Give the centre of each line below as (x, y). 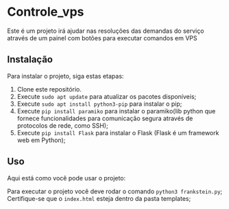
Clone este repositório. (49, 89)
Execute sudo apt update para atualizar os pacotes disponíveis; (107, 96)
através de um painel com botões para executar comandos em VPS (102, 38)
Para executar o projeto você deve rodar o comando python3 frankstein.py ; (115, 191)
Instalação (30, 60)
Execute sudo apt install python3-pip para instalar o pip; (99, 104)
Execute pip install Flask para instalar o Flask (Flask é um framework (118, 133)
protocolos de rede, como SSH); (62, 125)
